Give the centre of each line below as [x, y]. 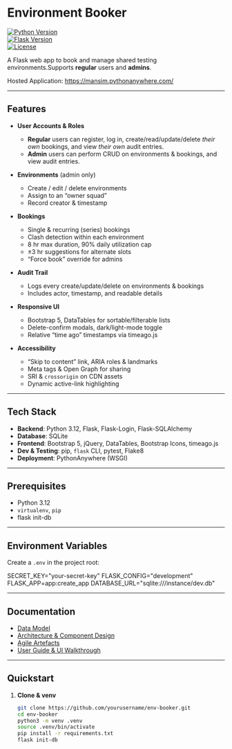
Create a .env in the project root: [54, 563]
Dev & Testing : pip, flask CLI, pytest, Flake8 [80, 451]
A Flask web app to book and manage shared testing [82, 60]
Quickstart [31, 679]
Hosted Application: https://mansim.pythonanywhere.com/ [90, 80]
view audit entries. [54, 161]
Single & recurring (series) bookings [79, 229]
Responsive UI [38, 307]
